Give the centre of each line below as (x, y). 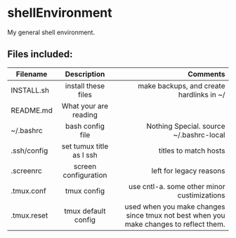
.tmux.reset (29, 215)
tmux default (85, 211)
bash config (85, 126)
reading (85, 115)
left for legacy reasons (188, 171)
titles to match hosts (192, 150)
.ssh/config (29, 150)
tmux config (85, 190)
